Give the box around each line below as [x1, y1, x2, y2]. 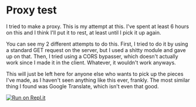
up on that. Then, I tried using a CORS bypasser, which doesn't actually [6, 53, 178, 60]
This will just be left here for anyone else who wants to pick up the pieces [6, 70, 184, 77]
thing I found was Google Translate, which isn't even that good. [6, 82, 159, 89]
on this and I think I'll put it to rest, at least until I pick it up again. [6, 29, 161, 36]
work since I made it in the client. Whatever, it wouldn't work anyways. [6, 59, 176, 66]
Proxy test [6, 4, 57, 17]
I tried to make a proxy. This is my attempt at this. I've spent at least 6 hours [6, 23, 190, 30]
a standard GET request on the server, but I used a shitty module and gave [6, 46, 186, 53]
